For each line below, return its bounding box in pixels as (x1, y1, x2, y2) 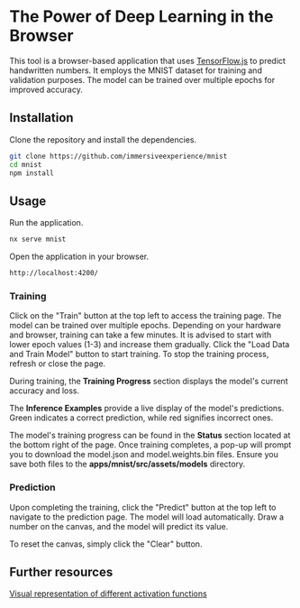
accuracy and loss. (9, 385, 80, 396)
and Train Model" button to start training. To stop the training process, (9, 349, 269, 360)
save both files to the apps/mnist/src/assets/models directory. (9, 458, 246, 470)
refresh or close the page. (9, 358, 106, 369)
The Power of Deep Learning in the (9, 6, 274, 27)
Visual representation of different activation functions (9, 588, 207, 599)
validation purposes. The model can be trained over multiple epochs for (9, 74, 276, 85)
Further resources (9, 564, 114, 579)
